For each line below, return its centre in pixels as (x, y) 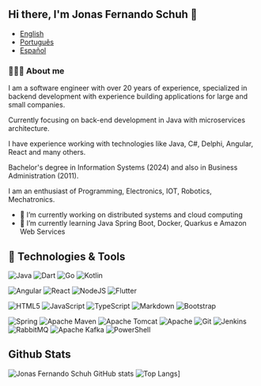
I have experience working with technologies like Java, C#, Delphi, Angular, (131, 144)
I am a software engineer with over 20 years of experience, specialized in (128, 88)
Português (36, 42)
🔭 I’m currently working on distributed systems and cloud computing (131, 215)
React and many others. (47, 152)
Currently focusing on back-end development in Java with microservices (127, 120)
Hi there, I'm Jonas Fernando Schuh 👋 (103, 15)
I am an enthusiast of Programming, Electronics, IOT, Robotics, (110, 191)
